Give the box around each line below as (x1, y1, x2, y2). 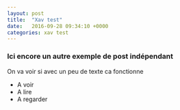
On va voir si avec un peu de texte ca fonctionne (7, 67, 144, 75)
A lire (16, 87, 32, 96)
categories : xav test (7, 29, 69, 36)
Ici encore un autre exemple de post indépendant (7, 52, 173, 61)
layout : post (7, 10, 44, 17)
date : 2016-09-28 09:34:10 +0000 (7, 23, 109, 29)
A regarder (16, 95, 48, 103)
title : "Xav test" (7, 16, 63, 23)
